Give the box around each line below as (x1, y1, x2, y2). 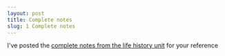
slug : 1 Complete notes (7, 23, 76, 29)
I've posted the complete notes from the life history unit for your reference (7, 42, 219, 50)
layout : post (7, 10, 45, 17)
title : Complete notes (7, 16, 72, 23)
